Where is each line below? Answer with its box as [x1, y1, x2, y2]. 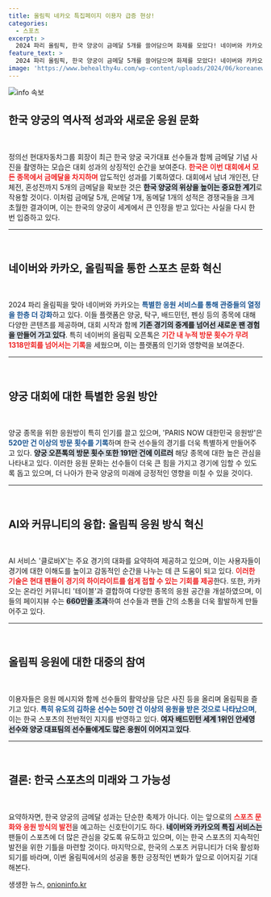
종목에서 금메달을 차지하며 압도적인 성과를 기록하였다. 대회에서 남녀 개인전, [16, 172, 251, 181]
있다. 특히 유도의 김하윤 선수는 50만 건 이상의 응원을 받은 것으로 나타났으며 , [23, 703, 257, 714]
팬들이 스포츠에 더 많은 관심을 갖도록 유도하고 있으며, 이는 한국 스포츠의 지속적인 [8, 832, 261, 841]
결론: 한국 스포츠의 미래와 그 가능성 [8, 774, 171, 787]
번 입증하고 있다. [8, 212, 60, 222]
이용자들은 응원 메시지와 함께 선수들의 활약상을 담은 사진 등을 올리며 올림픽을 [8, 694, 250, 703]
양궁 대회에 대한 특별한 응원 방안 [8, 389, 158, 403]
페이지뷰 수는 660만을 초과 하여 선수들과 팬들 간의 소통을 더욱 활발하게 [23, 596, 244, 606]
